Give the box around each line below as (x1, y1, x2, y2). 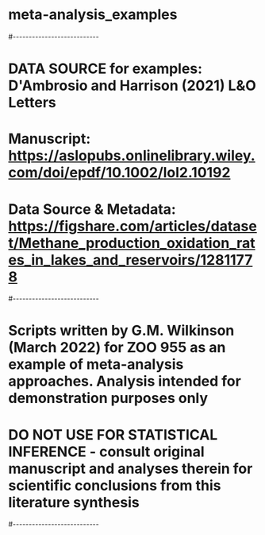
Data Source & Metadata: (8, 200, 176, 218)
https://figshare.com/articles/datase (8, 217, 258, 235)
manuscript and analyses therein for (8, 459, 253, 478)
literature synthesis (8, 493, 140, 511)
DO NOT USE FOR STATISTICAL (8, 425, 218, 444)
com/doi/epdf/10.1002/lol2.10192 (8, 164, 231, 182)
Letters (8, 94, 57, 112)
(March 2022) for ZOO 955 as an (8, 339, 226, 357)
